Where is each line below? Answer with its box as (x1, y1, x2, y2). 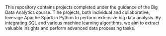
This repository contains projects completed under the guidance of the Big (5, 4, 158, 10)
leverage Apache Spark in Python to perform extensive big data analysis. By (5, 15, 162, 20)
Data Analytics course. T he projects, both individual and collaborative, (5, 9, 150, 15)
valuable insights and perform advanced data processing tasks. (5, 25, 136, 31)
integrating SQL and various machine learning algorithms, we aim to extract (5, 20, 160, 26)
